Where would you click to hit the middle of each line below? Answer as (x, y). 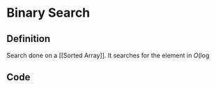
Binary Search (48, 13)
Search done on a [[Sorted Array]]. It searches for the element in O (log (108, 55)
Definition (28, 39)
